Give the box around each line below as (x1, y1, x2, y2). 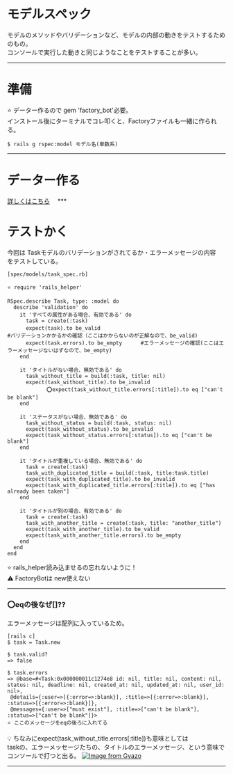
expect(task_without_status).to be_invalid (25, 425, 154, 432)
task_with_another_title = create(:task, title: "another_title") (25, 519, 222, 526)
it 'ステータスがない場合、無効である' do (19, 413, 128, 420)
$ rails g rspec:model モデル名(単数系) (7, 141, 119, 148)
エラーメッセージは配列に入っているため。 (7, 619, 128, 627)
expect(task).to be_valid (25, 324, 101, 331)
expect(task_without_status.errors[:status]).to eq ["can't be (25, 432, 213, 439)
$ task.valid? (7, 651, 49, 658)
